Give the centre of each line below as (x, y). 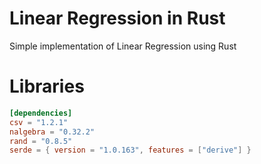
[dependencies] (41, 113)
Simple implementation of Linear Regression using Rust (123, 46)
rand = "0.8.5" (41, 141)
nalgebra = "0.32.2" (52, 132)
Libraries (47, 86)
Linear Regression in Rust (117, 18)
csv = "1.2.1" (39, 122)
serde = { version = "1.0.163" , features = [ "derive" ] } (130, 150)
